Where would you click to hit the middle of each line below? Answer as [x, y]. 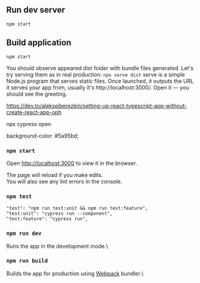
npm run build [27, 261]
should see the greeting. [37, 94]
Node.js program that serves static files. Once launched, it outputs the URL [100, 81]
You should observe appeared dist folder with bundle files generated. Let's [100, 68]
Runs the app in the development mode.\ [57, 246]
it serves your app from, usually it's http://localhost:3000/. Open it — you [98, 87]
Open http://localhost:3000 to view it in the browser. [72, 163]
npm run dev [24, 233]
